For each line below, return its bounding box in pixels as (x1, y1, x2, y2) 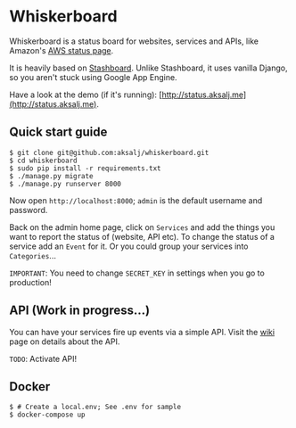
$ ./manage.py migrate (9, 171, 94, 180)
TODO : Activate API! (9, 353, 78, 364)
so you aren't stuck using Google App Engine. (9, 71, 177, 82)
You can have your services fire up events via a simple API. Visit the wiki (9, 326, 275, 337)
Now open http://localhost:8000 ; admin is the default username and (9, 194, 263, 206)
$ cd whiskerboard (9, 156, 78, 165)
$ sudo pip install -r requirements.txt (9, 163, 162, 173)
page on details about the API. (9, 336, 120, 347)
